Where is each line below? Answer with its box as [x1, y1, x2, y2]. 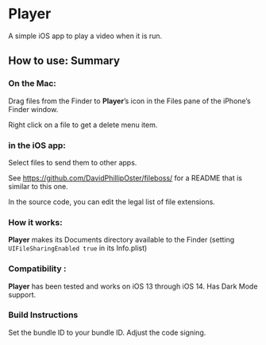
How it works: [8, 216, 63, 227]
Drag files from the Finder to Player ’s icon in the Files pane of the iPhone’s [8, 96, 252, 106]
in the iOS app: [8, 140, 66, 151]
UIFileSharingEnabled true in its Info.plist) [8, 243, 148, 253]
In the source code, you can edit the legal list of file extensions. [8, 196, 216, 207]
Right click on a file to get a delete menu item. [8, 120, 158, 130]
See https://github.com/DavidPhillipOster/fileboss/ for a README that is [8, 172, 242, 183]
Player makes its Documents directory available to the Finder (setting [8, 235, 235, 245]
